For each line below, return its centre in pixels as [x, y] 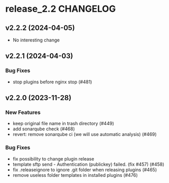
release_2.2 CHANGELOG [61, 9]
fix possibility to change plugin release [54, 158]
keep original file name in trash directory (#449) [63, 124]
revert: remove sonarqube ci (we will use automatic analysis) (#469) [85, 134]
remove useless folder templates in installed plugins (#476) [75, 175]
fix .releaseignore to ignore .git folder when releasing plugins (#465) [85, 170]
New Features [23, 112]
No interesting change [36, 40]
